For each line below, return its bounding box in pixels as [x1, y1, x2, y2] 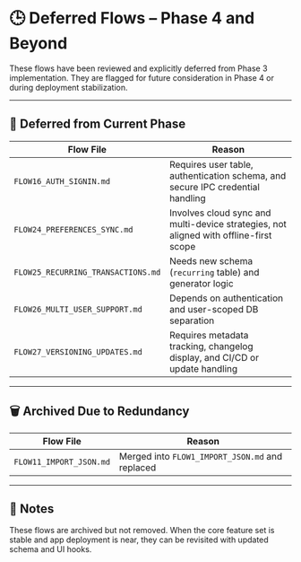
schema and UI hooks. [9, 544, 92, 555]
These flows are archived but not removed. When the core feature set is [9, 525, 275, 536]
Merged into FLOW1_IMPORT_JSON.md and [118, 450, 283, 462]
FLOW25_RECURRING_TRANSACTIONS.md [13, 267, 161, 277]
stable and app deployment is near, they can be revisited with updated [9, 534, 269, 545]
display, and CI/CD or [168, 351, 260, 364]
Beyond [9, 33, 68, 54]
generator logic [168, 277, 235, 289]
